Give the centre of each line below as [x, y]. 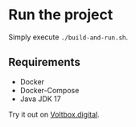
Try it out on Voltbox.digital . [54, 114]
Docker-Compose [49, 90]
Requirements [44, 62]
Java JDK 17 [41, 99]
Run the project [61, 15]
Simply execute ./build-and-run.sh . [68, 37]
